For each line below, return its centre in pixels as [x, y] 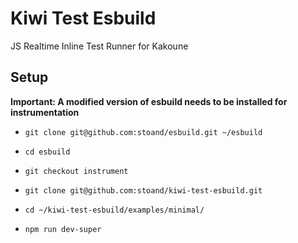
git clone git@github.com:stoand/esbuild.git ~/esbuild [143, 132]
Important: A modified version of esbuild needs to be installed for [149, 101]
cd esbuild [47, 152]
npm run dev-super [63, 229]
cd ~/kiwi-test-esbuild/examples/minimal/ [114, 210]
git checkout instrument [76, 171]
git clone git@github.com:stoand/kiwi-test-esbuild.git [143, 190]
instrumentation [45, 112]
